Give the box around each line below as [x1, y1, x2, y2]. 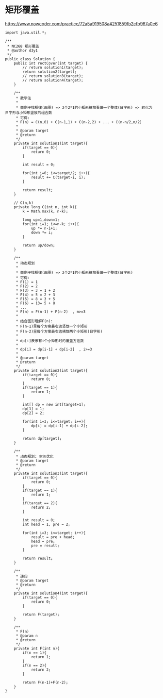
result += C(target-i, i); [31, 175, 86, 180]
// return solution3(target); [22, 73, 83, 78]
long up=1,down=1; [22, 217, 60, 222]
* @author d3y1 [7, 48, 38, 53]
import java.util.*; [5, 30, 47, 35]
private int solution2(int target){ [14, 368, 88, 373]
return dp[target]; [22, 436, 62, 441]
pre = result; [31, 543, 60, 548]
